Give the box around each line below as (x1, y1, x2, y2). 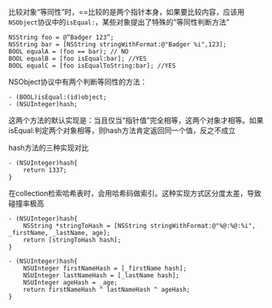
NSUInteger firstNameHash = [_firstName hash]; (23, 264, 187, 272)
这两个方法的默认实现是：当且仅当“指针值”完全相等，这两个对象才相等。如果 (8, 116, 264, 125)
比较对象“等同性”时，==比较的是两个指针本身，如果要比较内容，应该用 (8, 7, 245, 16)
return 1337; (23, 166, 67, 174)
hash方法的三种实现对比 (8, 143, 89, 152)
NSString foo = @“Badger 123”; (8, 33, 114, 41)
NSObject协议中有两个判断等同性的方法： (8, 77, 148, 87)
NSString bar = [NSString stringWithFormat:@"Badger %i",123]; (8, 41, 227, 49)
